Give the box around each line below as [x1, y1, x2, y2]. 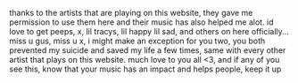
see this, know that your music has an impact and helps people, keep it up [9, 64, 282, 74]
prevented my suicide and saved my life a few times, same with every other [9, 45, 286, 56]
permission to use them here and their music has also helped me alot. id [9, 17, 274, 27]
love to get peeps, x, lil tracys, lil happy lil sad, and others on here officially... [9, 26, 290, 36]
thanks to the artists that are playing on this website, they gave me [9, 8, 253, 18]
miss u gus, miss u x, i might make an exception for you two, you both [9, 35, 266, 46]
